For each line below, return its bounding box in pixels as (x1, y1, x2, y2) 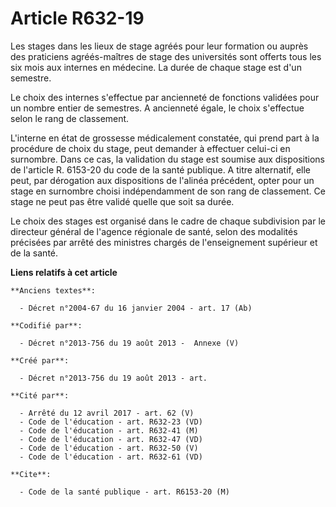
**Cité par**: (10, 390, 70, 401)
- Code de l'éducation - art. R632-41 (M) (19, 425, 199, 436)
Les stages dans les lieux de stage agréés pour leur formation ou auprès (10, 40, 309, 52)
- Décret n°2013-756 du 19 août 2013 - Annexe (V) (19, 338, 240, 348)
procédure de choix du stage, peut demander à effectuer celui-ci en (10, 142, 291, 154)
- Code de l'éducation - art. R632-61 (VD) (19, 452, 203, 462)
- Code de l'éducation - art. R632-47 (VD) (19, 434, 203, 444)
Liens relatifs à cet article (10, 266, 118, 278)
